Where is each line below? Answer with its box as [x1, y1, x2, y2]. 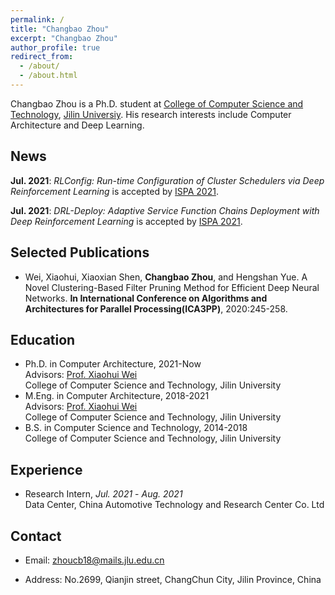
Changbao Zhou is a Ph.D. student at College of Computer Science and [10, 97, 304, 110]
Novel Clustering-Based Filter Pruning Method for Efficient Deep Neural [24, 281, 320, 293]
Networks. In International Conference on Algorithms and [24, 292, 268, 304]
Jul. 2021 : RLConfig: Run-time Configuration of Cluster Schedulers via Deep [10, 174, 325, 186]
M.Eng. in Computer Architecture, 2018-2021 [24, 390, 210, 402]
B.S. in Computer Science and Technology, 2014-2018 [24, 422, 248, 434]
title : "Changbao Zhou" [10, 24, 110, 34]
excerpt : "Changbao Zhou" [10, 33, 118, 43]
